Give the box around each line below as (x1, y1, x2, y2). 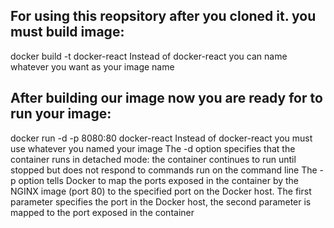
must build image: (10, 24, 125, 41)
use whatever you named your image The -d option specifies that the (10, 142, 296, 154)
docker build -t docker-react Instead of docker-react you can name (10, 50, 288, 62)
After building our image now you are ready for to (10, 90, 323, 107)
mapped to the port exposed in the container (10, 206, 195, 218)
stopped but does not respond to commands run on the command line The (10, 164, 318, 176)
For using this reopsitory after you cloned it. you (10, 8, 317, 25)
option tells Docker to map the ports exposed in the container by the (18, 174, 300, 186)
